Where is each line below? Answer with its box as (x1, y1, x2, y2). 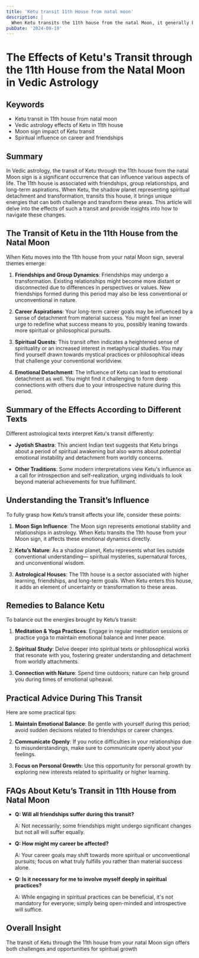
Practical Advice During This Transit (6, 693, 142, 703)
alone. (14, 864, 30, 871)
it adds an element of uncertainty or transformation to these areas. (14, 583, 178, 590)
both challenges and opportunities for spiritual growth (6, 945, 137, 952)
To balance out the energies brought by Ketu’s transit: (6, 616, 137, 623)
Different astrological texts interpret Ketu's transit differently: (6, 429, 155, 437)
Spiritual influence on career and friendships (14, 134, 124, 141)
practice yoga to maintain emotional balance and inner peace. (14, 634, 166, 641)
